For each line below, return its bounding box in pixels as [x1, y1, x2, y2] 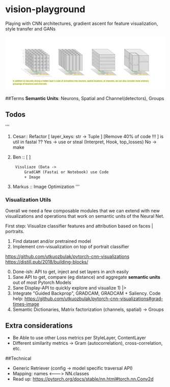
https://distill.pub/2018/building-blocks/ [5, 259, 89, 265]
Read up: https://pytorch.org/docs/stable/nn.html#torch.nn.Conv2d [12, 376, 154, 382]
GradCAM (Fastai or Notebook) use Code [24, 170, 109, 175]
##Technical [5, 356, 32, 362]
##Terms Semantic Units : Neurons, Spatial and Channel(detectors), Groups [5, 95, 164, 102]
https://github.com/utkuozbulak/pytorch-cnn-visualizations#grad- [24, 296, 163, 302]
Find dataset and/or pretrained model [12, 238, 92, 244]
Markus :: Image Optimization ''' [12, 184, 80, 190]
